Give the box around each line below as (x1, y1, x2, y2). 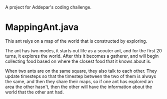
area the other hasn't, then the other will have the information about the (5, 84, 152, 90)
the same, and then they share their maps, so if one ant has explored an (5, 78, 153, 84)
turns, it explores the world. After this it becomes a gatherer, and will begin (5, 53, 159, 59)
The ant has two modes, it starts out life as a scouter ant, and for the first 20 (5, 47, 162, 54)
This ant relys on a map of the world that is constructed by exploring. (5, 38, 147, 44)
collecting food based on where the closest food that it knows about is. (5, 58, 151, 64)
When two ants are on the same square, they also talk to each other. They (5, 68, 157, 74)
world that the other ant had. (5, 89, 64, 95)
